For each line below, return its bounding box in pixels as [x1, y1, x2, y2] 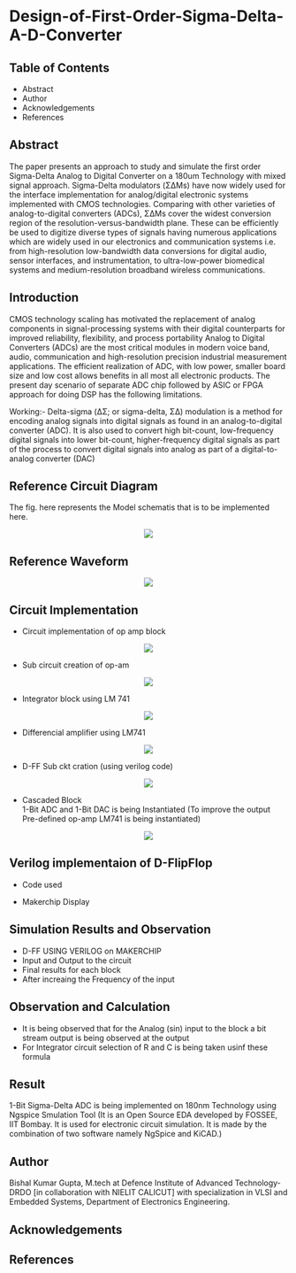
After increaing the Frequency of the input [21, 974, 175, 984]
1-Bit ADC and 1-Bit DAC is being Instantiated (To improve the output [21, 804, 271, 815]
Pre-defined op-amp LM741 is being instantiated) [21, 814, 201, 824]
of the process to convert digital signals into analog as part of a [9, 444, 240, 454]
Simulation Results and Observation [9, 922, 211, 937]
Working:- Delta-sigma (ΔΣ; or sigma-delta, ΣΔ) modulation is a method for [9, 405, 284, 417]
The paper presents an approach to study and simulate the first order [9, 161, 262, 172]
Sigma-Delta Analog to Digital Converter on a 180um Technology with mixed [9, 170, 286, 181]
